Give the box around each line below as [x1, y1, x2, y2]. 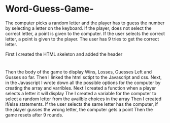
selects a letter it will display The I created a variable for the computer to [5, 91, 156, 97]
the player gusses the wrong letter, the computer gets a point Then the [5, 107, 153, 113]
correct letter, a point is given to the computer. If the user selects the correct [5, 30, 165, 36]
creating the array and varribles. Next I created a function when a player [5, 85, 156, 91]
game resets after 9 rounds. [5, 112, 63, 118]
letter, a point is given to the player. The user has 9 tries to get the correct [5, 36, 159, 42]
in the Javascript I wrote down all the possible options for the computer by [5, 79, 161, 86]
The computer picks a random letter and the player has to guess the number [5, 20, 165, 26]
